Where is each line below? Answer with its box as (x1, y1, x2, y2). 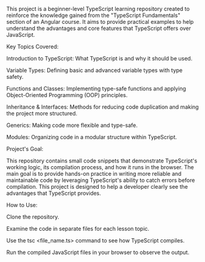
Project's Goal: (6, 145, 44, 152)
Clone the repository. (6, 213, 59, 220)
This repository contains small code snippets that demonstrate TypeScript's (6, 157, 198, 164)
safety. (6, 73, 24, 80)
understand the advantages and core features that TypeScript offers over (6, 24, 192, 32)
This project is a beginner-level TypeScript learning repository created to (6, 5, 190, 12)
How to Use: (6, 202, 38, 208)
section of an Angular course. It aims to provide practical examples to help (6, 18, 194, 25)
